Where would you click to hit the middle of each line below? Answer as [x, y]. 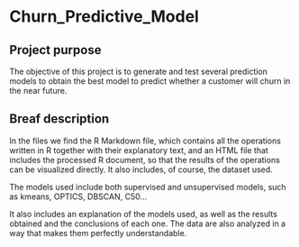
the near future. [38, 91]
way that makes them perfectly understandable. [98, 233]
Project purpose [55, 50]
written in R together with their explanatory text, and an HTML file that [139, 150]
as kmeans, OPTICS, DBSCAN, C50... [78, 197]
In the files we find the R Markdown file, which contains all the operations [145, 141]
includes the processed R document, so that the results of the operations [145, 160]
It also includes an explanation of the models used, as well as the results [143, 214]
